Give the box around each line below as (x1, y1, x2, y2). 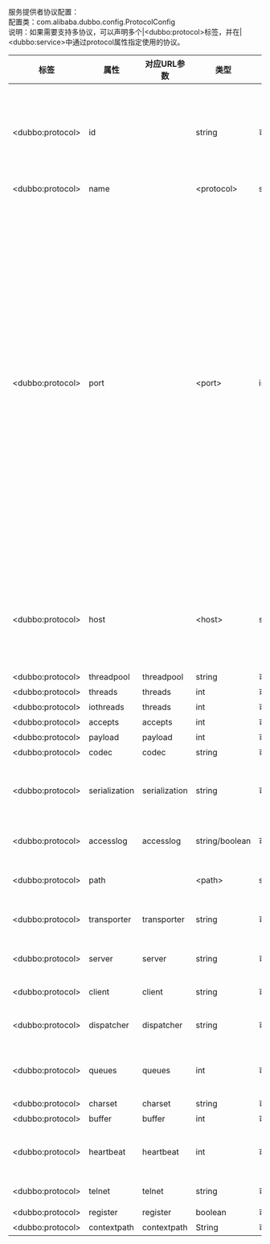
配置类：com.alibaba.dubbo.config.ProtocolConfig (8, 17, 175, 27)
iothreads (88, 701, 125, 713)
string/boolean (195, 836, 252, 846)
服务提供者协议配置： (8, 7, 79, 16)
